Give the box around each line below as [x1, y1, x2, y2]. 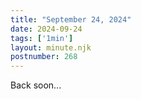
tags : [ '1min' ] [10, 33, 74, 43]
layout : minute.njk [10, 42, 92, 53]
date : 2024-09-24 [10, 24, 83, 34]
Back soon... [10, 79, 62, 91]
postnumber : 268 [10, 52, 78, 62]
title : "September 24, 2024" [10, 14, 132, 25]
